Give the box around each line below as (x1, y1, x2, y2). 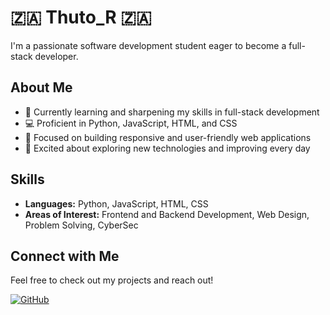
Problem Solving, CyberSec (24, 219, 139, 231)
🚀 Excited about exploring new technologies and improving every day (24, 142, 311, 154)
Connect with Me (10, 247, 120, 265)
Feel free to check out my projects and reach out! (10, 274, 214, 286)
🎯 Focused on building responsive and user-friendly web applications (24, 131, 312, 143)
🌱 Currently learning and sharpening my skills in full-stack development (24, 106, 320, 118)
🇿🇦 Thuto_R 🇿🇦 (10, 6, 152, 29)
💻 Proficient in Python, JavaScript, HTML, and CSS (24, 117, 238, 129)
